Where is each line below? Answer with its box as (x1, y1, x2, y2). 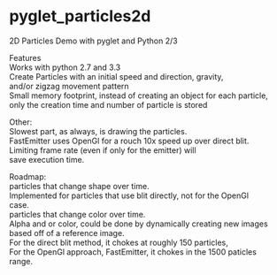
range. (9, 256, 34, 266)
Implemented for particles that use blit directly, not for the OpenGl (9, 190, 250, 201)
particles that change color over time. (9, 209, 146, 219)
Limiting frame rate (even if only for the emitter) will (9, 144, 196, 156)
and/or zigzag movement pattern (9, 80, 130, 91)
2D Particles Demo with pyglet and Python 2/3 (9, 35, 179, 46)
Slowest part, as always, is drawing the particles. (9, 126, 188, 136)
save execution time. (9, 154, 85, 164)
